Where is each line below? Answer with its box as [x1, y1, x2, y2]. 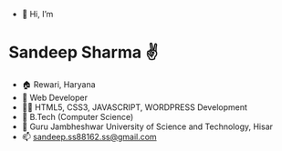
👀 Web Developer [21, 92, 89, 103]
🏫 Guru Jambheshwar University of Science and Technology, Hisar [21, 121, 274, 132]
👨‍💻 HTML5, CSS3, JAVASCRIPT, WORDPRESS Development [21, 101, 248, 113]
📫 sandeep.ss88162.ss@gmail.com [21, 131, 157, 142]
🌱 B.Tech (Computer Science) [21, 111, 134, 122]
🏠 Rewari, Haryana [21, 78, 97, 90]
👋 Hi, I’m [21, 9, 54, 19]
